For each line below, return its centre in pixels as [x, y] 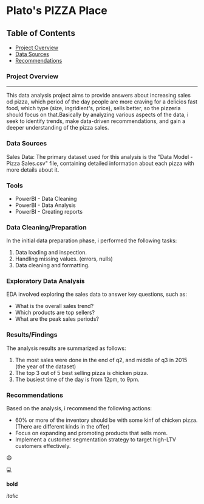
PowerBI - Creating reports [49, 211]
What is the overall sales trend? [54, 306]
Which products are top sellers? [55, 313]
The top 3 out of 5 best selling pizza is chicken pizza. [82, 373]
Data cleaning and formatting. [52, 265]
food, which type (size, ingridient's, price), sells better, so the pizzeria [93, 108]
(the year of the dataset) [46, 366]
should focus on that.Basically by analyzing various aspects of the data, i [97, 115]
